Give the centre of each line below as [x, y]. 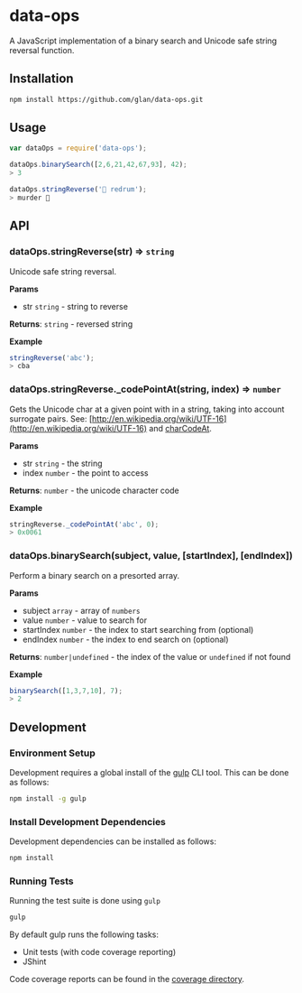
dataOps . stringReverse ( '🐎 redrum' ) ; [78, 190]
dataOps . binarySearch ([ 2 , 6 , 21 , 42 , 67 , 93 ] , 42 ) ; [98, 165]
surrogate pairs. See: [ [51, 418]
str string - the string [62, 463]
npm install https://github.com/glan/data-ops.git [106, 99]
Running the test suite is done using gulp [85, 901]
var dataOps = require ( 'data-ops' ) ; [78, 148]
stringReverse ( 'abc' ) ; [52, 357]
